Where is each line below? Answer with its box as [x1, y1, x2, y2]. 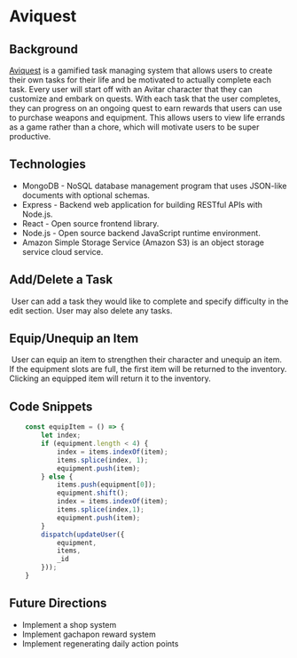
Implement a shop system [21, 619, 117, 630]
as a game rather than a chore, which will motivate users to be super [9, 122, 260, 132]
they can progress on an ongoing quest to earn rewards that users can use [9, 103, 283, 113]
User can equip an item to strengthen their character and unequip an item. [11, 354, 282, 365]
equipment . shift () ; [56, 488, 129, 498]
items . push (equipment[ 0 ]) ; [56, 480, 157, 489]
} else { [41, 472, 74, 481]
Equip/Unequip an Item [9, 331, 139, 346]
